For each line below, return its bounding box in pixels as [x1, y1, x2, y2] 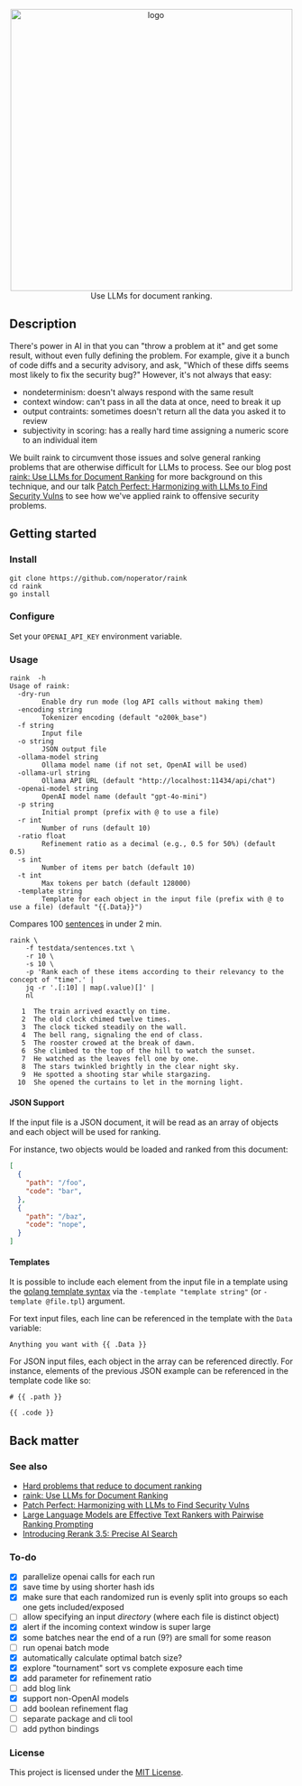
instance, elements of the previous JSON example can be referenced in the [9, 1366, 288, 1376]
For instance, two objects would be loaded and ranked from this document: [9, 1144, 288, 1155]
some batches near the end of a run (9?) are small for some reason [22, 1632, 272, 1643]
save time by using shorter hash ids [22, 1581, 155, 1592]
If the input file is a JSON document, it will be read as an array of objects [9, 1117, 279, 1128]
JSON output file [41, 745, 106, 754]
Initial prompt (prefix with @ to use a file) [41, 808, 220, 817]
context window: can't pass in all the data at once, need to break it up [22, 396, 281, 407]
